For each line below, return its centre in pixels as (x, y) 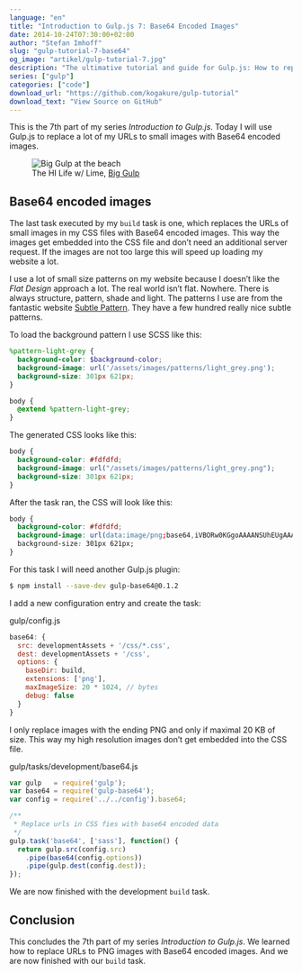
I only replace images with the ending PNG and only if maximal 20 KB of (142, 730)
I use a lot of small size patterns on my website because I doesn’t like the (145, 279)
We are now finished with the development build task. (110, 892)
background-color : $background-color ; (90, 360)
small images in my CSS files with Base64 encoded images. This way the (145, 233)
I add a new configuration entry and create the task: (106, 603)
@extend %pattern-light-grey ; (74, 409)
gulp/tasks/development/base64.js (74, 766)
